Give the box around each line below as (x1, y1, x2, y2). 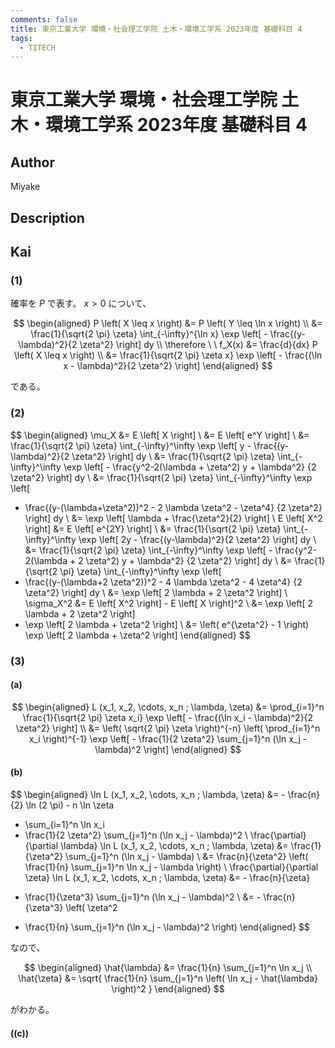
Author (10, 154, 55, 171)
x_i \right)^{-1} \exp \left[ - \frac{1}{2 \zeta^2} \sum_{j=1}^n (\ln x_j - (28, 732, 308, 745)
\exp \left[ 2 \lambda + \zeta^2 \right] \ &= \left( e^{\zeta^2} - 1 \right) (24, 618, 310, 630)
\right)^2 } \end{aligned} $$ (111, 982, 225, 995)
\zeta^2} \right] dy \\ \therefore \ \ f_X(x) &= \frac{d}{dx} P (79, 339, 318, 351)
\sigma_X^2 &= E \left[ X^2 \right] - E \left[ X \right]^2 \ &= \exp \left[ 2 (24, 597, 314, 609)
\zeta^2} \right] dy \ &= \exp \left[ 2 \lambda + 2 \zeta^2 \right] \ (24, 586, 288, 598)
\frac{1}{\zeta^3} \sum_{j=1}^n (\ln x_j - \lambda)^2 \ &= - (24, 891, 262, 903)
